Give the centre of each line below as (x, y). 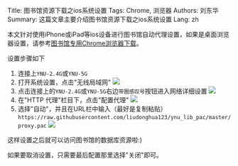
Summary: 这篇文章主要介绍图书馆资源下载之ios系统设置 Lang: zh (103, 19)
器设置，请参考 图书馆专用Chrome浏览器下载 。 (75, 43)
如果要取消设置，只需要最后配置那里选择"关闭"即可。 (85, 155)
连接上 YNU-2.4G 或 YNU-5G (53, 73)
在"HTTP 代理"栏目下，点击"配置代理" (73, 100)
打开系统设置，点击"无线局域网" (64, 82)
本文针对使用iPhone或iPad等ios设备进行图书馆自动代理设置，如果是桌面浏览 (118, 34)
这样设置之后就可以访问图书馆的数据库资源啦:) (75, 140)
